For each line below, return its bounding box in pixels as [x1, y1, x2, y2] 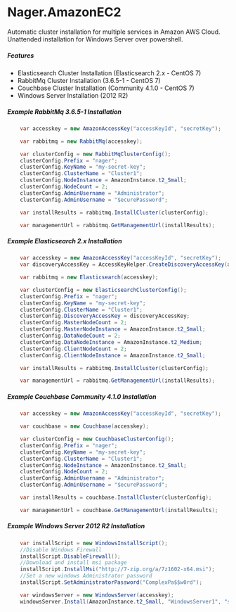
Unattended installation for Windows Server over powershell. [7, 34, 184, 43]
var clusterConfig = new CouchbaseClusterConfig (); [20, 435, 174, 443]
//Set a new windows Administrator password [20, 573, 152, 580]
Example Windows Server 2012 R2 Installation [7, 522, 145, 530]
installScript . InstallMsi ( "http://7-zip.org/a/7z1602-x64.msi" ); [20, 566, 216, 573]
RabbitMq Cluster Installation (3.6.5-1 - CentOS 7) [17, 76, 161, 84]
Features [7, 51, 34, 60]
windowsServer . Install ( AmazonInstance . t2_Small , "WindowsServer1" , [20, 598, 221, 605]
